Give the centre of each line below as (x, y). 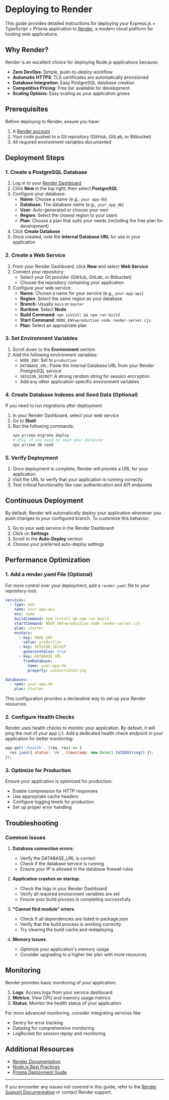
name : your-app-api (35, 610)
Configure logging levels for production (53, 802)
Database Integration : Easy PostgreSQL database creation (73, 82)
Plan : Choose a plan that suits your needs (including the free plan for (92, 221)
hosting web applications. (32, 34)
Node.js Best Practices (36, 1067)
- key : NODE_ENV (35, 637)
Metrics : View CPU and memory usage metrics (61, 997)
